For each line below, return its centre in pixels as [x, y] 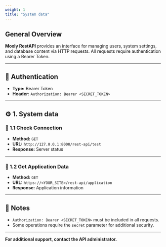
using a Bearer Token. [27, 57]
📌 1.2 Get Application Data [37, 167]
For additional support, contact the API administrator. [61, 239]
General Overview [34, 34]
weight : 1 [15, 10]
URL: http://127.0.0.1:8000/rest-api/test [57, 144]
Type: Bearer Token [33, 89]
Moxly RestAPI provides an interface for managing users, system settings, [81, 46]
